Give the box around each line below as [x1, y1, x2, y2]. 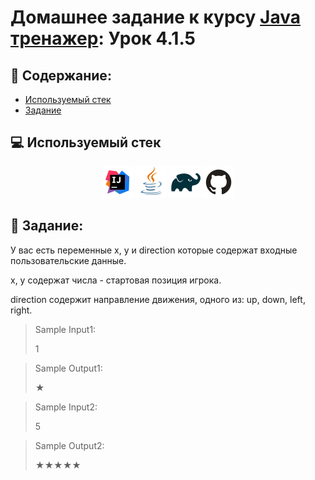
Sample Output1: [34, 362, 103, 374]
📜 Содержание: [10, 67, 112, 84]
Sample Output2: [34, 439, 105, 451]
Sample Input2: [34, 401, 98, 413]
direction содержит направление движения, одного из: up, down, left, [10, 293, 306, 305]
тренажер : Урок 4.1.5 [10, 27, 197, 50]
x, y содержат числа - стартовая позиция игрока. [10, 274, 222, 286]
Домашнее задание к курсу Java [10, 6, 301, 29]
